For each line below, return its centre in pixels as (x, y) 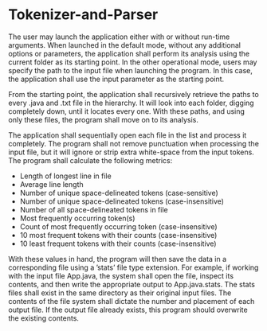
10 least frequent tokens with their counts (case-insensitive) (118, 243)
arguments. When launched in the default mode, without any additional (125, 45)
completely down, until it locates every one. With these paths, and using (127, 111)
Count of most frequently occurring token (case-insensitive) (118, 226)
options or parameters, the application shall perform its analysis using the (129, 53)
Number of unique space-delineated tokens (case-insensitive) (122, 201)
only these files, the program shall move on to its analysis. (104, 119)
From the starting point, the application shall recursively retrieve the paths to (133, 94)
